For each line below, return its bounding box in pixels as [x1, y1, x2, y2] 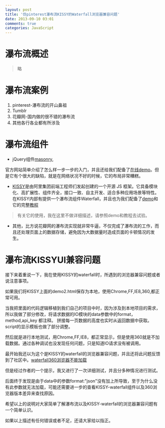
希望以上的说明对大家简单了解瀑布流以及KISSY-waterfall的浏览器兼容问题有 [5, 401, 158, 407]
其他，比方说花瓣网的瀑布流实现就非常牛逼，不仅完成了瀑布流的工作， [12, 223, 155, 229]
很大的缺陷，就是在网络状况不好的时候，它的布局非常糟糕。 [22, 172, 143, 178]
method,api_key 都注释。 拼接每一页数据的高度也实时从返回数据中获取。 [5, 317, 152, 323]
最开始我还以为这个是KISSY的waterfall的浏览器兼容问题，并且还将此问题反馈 [5, 350, 161, 356]
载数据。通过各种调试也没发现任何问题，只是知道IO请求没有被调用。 [5, 340, 144, 346]
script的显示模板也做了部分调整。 [5, 323, 73, 329]
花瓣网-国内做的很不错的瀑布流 [12, 114, 75, 119]
